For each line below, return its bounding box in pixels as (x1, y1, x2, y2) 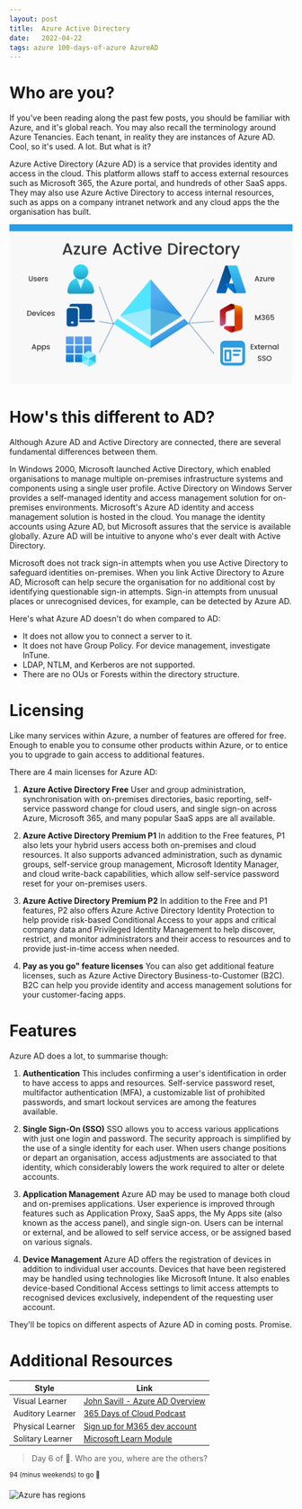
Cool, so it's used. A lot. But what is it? (9, 141, 151, 152)
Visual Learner (13, 1396, 67, 1406)
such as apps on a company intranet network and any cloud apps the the (9, 197, 280, 208)
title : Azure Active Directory (9, 23, 130, 33)
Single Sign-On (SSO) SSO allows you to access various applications (22, 1123, 280, 1134)
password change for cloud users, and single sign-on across (52, 803, 277, 814)
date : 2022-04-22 (9, 33, 83, 42)
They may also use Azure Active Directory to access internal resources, (9, 187, 275, 198)
